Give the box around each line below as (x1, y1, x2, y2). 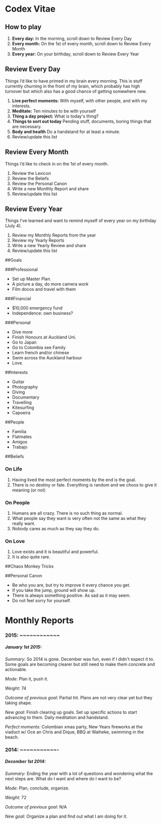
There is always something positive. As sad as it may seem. (12, 592, 131, 598)
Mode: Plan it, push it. (5, 676, 48, 682)
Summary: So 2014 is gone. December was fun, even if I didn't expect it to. (5, 656, 155, 662)
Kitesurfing (12, 404, 35, 411)
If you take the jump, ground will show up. (12, 588, 96, 593)
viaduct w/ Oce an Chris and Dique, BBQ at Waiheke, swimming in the (5, 729, 144, 735)
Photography (12, 384, 38, 390)
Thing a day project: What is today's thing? (12, 113, 99, 119)
